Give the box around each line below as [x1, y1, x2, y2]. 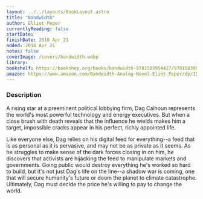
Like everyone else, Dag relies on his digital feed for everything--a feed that [6, 135, 195, 143]
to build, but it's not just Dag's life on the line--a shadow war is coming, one [6, 168, 195, 175]
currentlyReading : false [6, 25, 69, 32]
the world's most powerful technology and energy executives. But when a [6, 111, 190, 118]
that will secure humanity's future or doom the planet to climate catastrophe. [6, 174, 197, 181]
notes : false [6, 48, 39, 54]
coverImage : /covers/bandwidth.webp [6, 54, 98, 60]
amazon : [6, 71, 26, 77]
